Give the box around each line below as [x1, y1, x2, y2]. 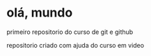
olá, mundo [6, 5, 73, 21]
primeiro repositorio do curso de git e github [6, 28, 134, 36]
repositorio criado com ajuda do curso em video [6, 41, 144, 49]
